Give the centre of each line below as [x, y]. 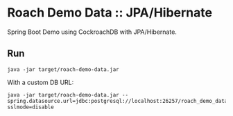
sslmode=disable [31, 107]
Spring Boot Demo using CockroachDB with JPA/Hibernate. [92, 32]
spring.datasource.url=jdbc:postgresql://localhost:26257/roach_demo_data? [119, 101]
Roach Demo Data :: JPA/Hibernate [110, 13]
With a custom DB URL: [41, 82]
